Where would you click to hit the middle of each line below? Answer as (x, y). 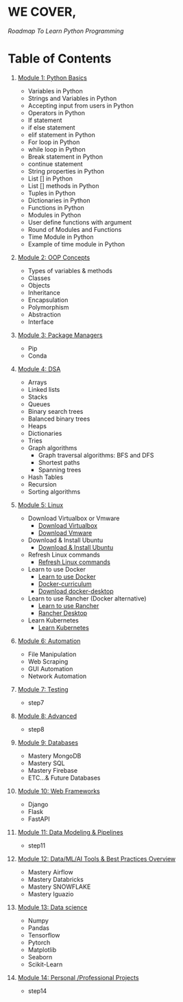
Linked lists (44, 389)
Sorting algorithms (54, 491)
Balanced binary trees (59, 419)
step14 (37, 991)
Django (38, 804)
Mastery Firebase (53, 770)
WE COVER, (42, 12)
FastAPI (39, 819)
